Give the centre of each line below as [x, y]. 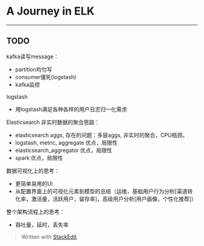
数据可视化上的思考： [33, 171]
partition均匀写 [34, 69]
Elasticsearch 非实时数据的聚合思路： [53, 122]
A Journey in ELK [50, 11]
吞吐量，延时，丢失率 [42, 224]
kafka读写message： [33, 56]
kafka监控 [28, 84]
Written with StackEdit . [50, 237]
